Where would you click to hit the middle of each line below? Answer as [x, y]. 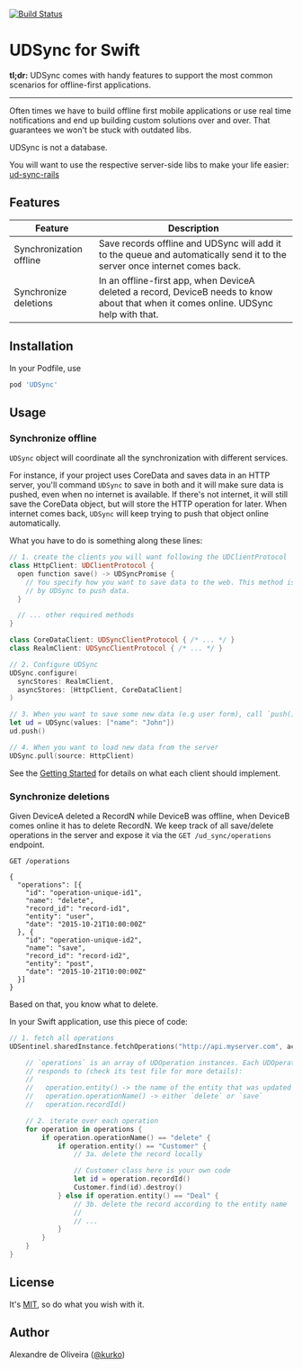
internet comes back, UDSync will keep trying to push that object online [139, 514]
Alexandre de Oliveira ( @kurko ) [67, 1354]
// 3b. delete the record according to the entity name [180, 1204]
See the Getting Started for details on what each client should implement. [145, 773]
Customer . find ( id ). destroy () [128, 1188]
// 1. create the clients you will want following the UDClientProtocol [148, 557]
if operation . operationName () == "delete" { [126, 1137]
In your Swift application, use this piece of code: [99, 1021]
